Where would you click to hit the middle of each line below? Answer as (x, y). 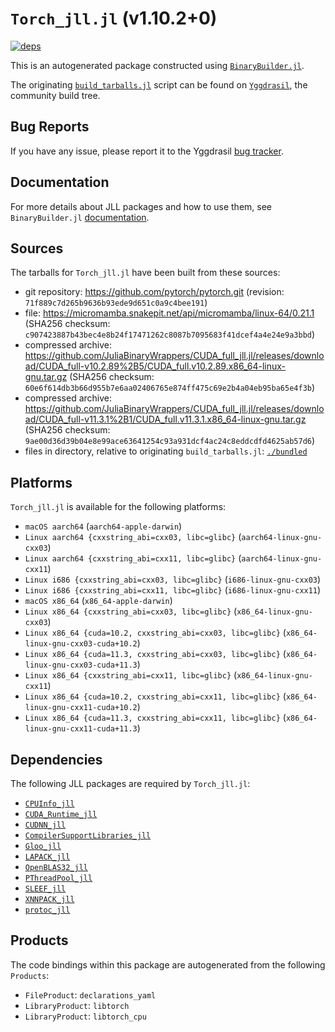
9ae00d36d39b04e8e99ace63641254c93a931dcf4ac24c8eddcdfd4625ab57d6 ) (170, 441)
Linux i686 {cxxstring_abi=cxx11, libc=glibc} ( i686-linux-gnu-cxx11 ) (173, 590)
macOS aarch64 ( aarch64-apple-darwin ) (103, 526)
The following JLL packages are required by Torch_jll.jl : (130, 783)
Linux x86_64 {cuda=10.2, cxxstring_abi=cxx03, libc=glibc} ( (155, 633)
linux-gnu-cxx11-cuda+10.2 (81, 708)
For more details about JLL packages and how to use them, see (141, 206)
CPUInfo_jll (49, 804)
